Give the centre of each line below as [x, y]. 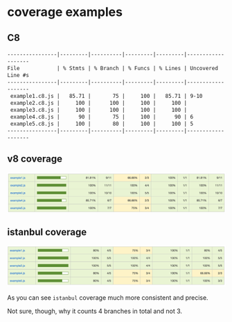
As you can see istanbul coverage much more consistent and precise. [108, 297]
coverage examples [65, 12]
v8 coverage [35, 159]
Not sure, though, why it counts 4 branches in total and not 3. [95, 311]
